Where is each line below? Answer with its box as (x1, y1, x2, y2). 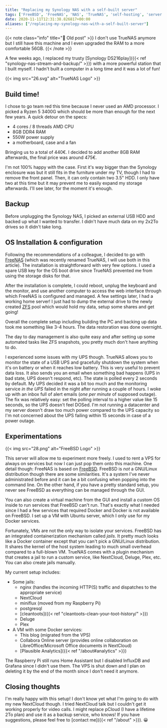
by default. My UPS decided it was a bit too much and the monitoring (5, 380, 147, 386)
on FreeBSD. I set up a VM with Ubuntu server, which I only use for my (5, 513, 150, 519)
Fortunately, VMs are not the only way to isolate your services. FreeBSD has (5, 528, 161, 534)
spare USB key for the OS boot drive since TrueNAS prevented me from (5, 267, 152, 273)
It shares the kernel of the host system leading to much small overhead (5, 543, 151, 550)
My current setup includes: (5, 569, 61, 575)
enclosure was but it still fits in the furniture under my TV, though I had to (5, 169, 155, 175)
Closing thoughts (5, 683, 60, 691)
